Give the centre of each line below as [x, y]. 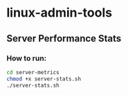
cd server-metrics [33, 72]
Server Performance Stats [64, 38]
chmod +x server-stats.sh [44, 79]
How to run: [27, 58]
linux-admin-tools [59, 13]
